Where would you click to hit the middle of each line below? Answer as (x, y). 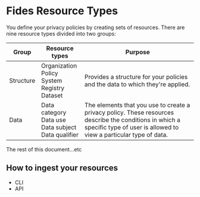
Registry (52, 88)
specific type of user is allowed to (132, 127)
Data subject (59, 127)
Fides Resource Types (62, 11)
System (51, 80)
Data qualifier (60, 135)
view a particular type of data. (126, 135)
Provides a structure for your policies (136, 77)
